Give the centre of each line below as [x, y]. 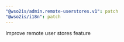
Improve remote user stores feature [48, 33]
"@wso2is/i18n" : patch [33, 17]
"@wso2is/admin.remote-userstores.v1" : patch [62, 11]
